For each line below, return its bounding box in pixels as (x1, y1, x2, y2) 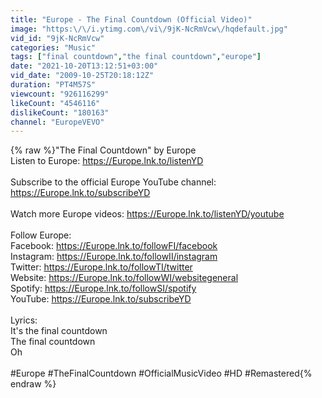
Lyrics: (10, 314, 38, 326)
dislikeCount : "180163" (10, 107, 110, 118)
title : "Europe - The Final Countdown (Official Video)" (10, 14, 253, 25)
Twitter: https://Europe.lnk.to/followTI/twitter (10, 261, 193, 273)
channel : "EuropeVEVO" (10, 117, 105, 127)
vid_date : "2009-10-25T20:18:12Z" (10, 71, 155, 81)
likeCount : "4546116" (10, 98, 101, 108)
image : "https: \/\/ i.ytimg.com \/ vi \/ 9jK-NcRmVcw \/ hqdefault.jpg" (10, 24, 288, 34)
